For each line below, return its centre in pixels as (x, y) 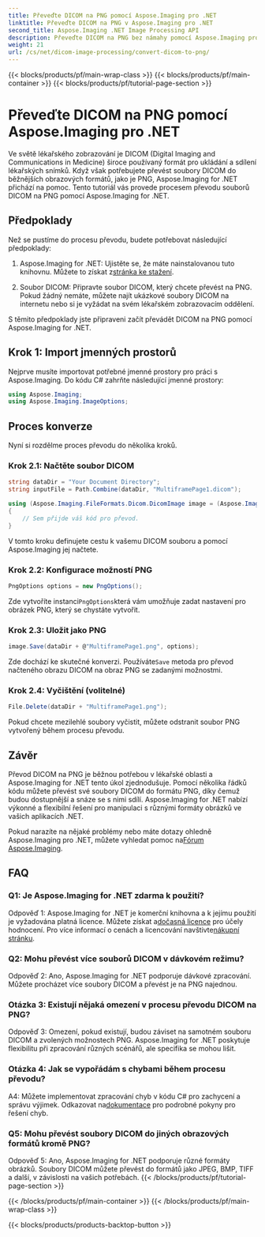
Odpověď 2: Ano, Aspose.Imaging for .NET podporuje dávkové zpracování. (130, 975)
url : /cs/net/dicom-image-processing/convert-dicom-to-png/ (109, 52)
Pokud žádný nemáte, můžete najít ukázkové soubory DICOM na (124, 295)
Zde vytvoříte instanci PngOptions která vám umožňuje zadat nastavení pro (127, 601)
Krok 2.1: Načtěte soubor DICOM (71, 466)
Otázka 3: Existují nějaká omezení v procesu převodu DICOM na (132, 1005)
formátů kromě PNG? (49, 1143)
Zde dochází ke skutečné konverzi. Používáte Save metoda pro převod (121, 662)
